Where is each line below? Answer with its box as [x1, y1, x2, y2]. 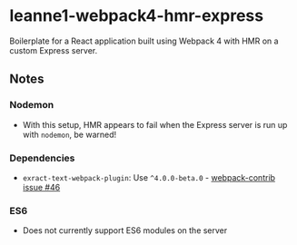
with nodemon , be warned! [22, 129, 117, 140]
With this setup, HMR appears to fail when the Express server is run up [22, 119, 288, 130]
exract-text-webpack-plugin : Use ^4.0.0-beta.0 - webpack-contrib [22, 171, 275, 182]
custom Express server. [9, 44, 98, 55]
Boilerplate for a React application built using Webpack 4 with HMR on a [9, 35, 279, 46]
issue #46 [22, 181, 61, 192]
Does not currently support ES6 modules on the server [22, 225, 228, 236]
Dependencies [9, 152, 75, 164]
